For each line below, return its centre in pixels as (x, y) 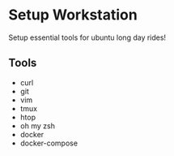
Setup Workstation (73, 15)
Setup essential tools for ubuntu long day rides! (87, 37)
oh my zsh (37, 126)
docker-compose (49, 143)
